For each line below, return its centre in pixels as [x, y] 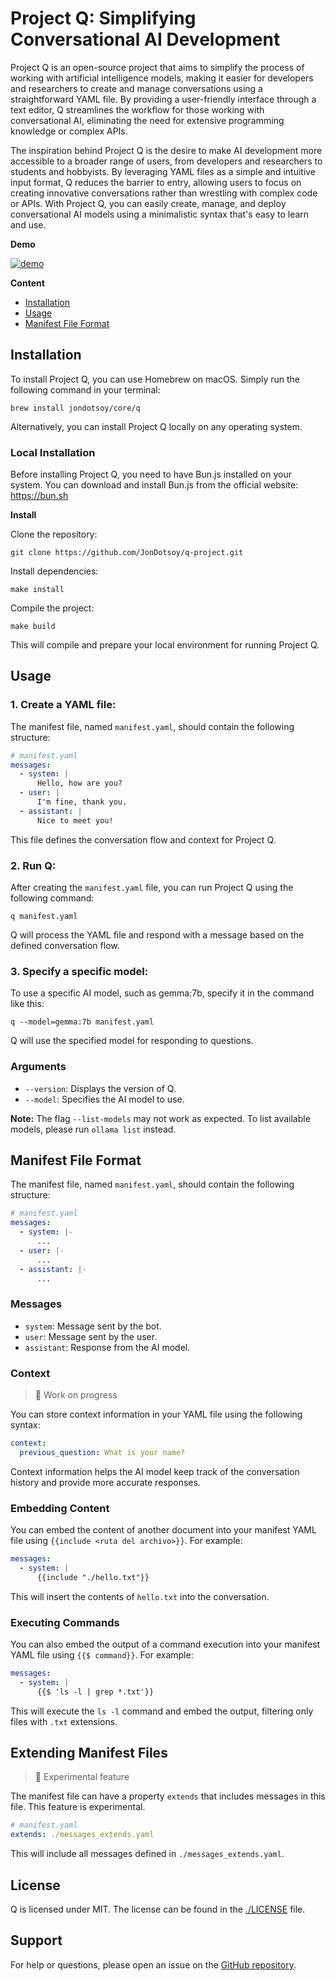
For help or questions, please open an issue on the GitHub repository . [153, 1964]
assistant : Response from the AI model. [107, 1347]
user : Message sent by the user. [91, 1336]
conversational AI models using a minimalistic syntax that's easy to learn [160, 214]
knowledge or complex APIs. [69, 131]
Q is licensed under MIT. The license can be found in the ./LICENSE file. [158, 1909]
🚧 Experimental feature [82, 1777]
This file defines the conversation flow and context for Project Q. [143, 839]
